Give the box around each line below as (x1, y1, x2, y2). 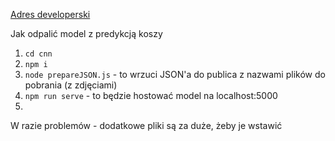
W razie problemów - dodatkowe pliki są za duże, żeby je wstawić (10, 120, 283, 131)
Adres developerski (10, 9, 91, 20)
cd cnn (24, 49, 53, 59)
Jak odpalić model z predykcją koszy (10, 28, 163, 39)
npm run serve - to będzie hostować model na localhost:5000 (24, 90, 278, 101)
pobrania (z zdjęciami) (24, 79, 118, 91)
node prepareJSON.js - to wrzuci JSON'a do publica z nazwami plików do (24, 69, 326, 80)
